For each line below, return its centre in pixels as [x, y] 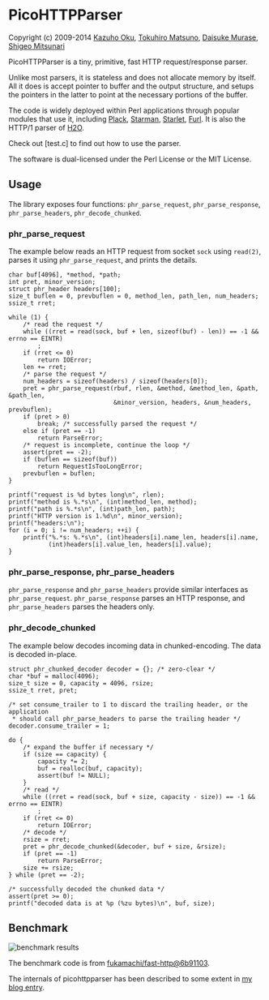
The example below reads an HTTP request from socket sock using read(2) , [135, 251]
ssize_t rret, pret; [43, 690]
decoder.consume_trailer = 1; [60, 726]
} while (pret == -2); [47, 875]
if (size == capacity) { [65, 754]
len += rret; [45, 367]
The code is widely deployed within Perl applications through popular [124, 110]
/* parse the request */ [65, 375]
